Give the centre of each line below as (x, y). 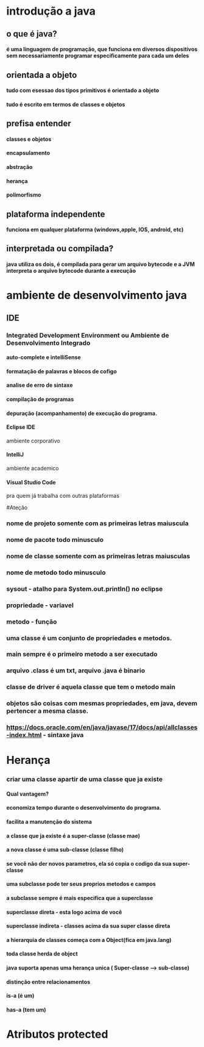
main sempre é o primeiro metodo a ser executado (82, 654)
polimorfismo (24, 195)
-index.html (24, 735)
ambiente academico (33, 468)
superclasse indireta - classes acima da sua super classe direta (88, 926)
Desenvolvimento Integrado (48, 343)
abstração (19, 167)
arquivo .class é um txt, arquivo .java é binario (76, 671)
